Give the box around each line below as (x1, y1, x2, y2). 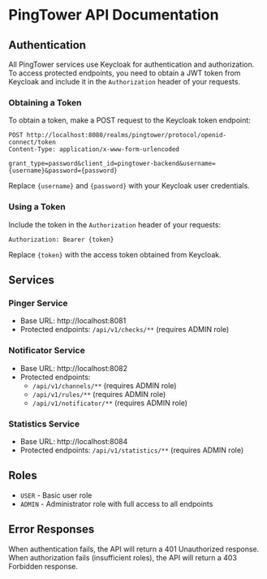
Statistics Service (8, 418, 80, 430)
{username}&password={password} (8, 166, 118, 175)
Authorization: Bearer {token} (8, 235, 114, 244)
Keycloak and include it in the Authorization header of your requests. (8, 77, 241, 86)
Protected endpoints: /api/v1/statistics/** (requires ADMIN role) (19, 445, 244, 455)
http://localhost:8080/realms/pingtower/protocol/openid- (26, 132, 227, 140)
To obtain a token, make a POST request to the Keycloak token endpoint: (8, 115, 252, 125)
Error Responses (8, 522, 95, 537)
